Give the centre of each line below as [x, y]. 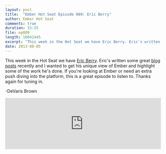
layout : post [19, 10]
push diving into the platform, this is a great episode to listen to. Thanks [78, 76]
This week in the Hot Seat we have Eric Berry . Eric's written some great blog [83, 60]
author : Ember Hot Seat [30, 19]
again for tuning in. [24, 81]
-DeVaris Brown [21, 91]
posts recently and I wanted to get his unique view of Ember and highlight [80, 66]
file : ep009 [17, 33]
